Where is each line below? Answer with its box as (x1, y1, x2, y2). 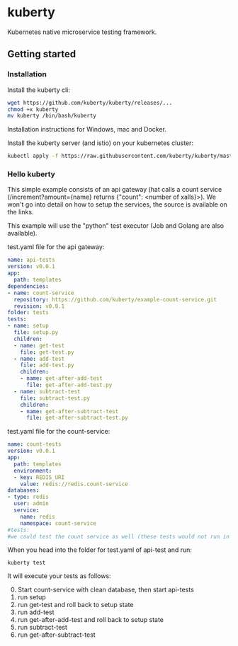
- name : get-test (13, 342, 65, 349)
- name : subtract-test (13, 388, 81, 395)
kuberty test (7, 560, 46, 567)
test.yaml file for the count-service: (7, 427, 110, 436)
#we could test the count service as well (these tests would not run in (7, 533, 230, 540)
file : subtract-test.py (20, 394, 91, 402)
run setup (17, 593, 46, 601)
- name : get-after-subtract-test (20, 408, 119, 415)
